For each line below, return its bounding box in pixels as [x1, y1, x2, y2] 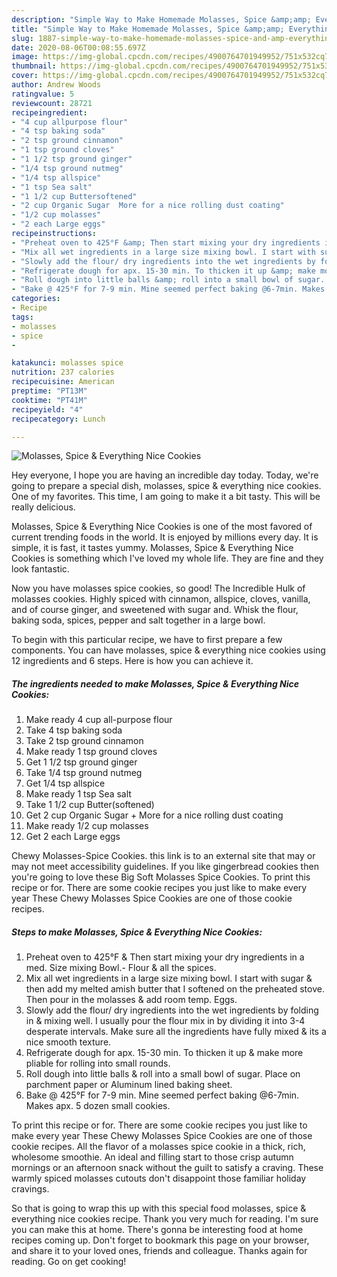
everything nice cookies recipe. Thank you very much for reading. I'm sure [11, 1213, 319, 1225]
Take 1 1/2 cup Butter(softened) [25, 799, 155, 811]
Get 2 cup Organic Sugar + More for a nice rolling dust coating [25, 809, 284, 821]
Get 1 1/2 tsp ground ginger [25, 756, 138, 768]
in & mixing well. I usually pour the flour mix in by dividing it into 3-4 [25, 1015, 306, 1027]
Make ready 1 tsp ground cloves [25, 746, 158, 758]
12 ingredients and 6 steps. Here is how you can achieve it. [11, 655, 254, 667]
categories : [11, 294, 61, 304]
